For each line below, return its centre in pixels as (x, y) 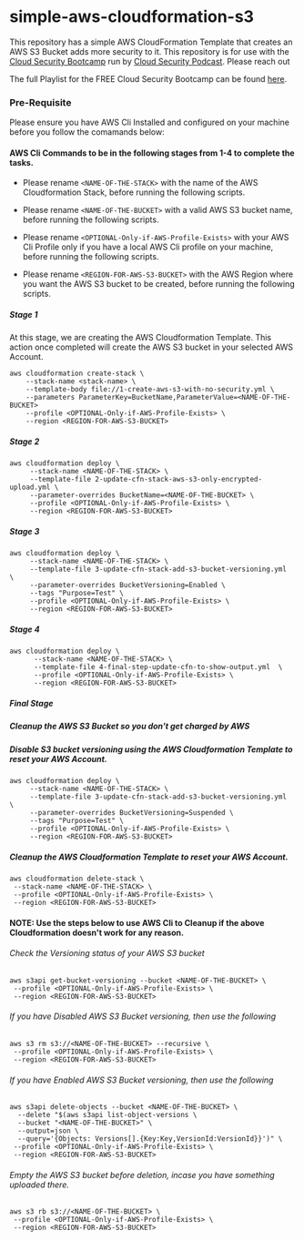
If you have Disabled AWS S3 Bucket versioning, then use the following (143, 1016)
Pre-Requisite (41, 102)
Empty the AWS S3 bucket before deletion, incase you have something (142, 1175)
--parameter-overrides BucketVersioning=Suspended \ (132, 813)
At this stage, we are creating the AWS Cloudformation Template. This (140, 338)
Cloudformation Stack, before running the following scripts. (134, 192)
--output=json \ (48, 1131)
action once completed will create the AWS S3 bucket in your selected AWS (152, 347)
